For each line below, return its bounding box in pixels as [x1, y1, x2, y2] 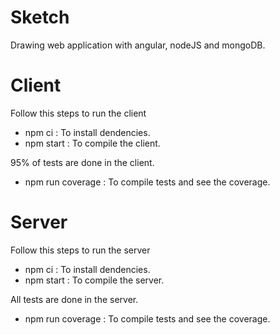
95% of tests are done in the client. [10, 156, 155, 168]
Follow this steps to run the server [10, 244, 151, 256]
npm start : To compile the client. [24, 137, 161, 149]
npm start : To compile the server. [24, 274, 165, 286]
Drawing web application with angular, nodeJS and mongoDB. [10, 39, 266, 51]
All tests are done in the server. [10, 293, 139, 305]
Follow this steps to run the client [10, 107, 147, 119]
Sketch [10, 6, 70, 29]
